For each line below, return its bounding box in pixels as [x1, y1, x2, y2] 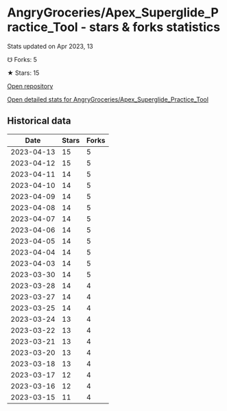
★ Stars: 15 [7, 69, 40, 77]
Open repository [7, 82, 53, 90]
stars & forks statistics [88, 19, 221, 35]
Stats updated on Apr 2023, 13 [7, 42, 94, 50]
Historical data [7, 115, 71, 127]
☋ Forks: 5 [7, 55, 38, 63]
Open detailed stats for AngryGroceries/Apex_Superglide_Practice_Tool [7, 95, 209, 104]
